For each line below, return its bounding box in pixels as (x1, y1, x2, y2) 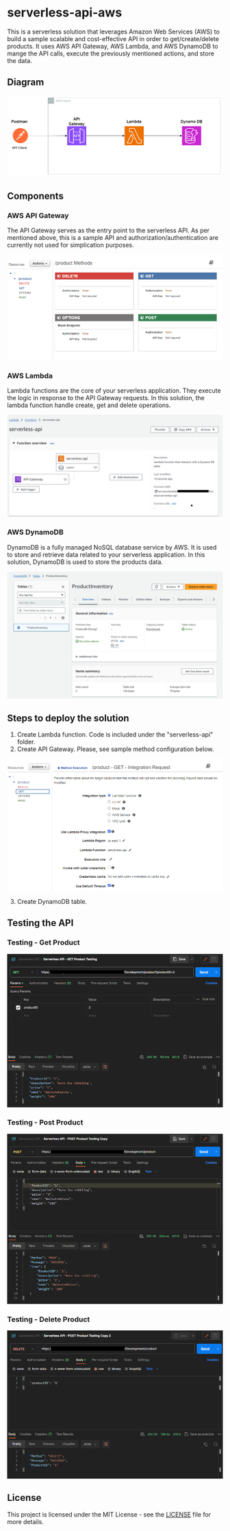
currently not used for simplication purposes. (7, 241, 135, 249)
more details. (7, 1517, 44, 1526)
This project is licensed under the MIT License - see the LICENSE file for (7, 1510, 211, 1519)
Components (7, 190, 64, 201)
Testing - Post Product (7, 1118, 84, 1127)
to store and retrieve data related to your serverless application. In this (7, 550, 205, 559)
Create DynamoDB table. (16, 897, 88, 905)
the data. (7, 56, 32, 64)
